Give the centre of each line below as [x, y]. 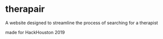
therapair [25, 9]
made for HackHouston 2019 [35, 32]
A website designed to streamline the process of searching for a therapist [82, 23]
